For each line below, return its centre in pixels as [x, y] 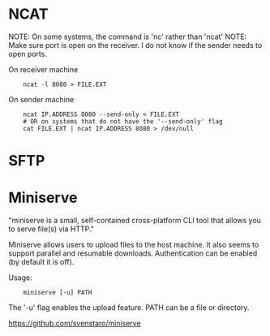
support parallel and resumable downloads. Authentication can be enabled [133, 253]
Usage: [20, 278]
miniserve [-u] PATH [58, 293]
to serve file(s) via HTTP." [51, 229]
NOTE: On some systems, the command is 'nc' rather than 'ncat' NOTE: [128, 37]
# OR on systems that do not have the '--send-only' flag [123, 121]
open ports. [28, 54]
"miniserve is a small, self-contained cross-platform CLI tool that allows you [135, 221]
